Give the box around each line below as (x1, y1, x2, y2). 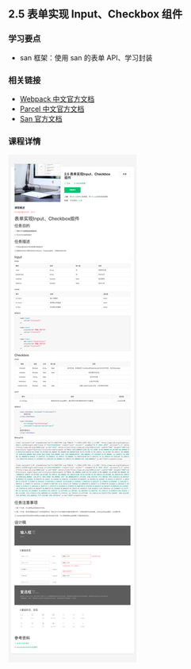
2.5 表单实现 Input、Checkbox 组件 (8, 7, 183, 21)
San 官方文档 (19, 113, 63, 123)
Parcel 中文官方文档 (19, 104, 85, 113)
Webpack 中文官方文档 (19, 94, 95, 103)
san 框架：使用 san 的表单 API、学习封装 (19, 52, 153, 62)
